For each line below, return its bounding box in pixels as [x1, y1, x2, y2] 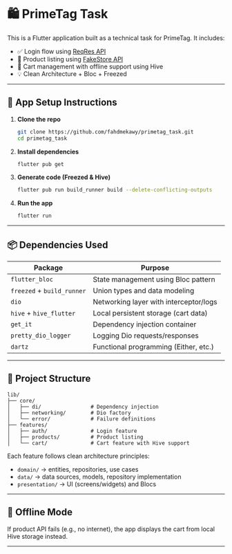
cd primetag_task [17, 135, 68, 142]
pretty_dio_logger [10, 331, 71, 340]
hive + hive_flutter [10, 308, 76, 317]
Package [33, 263, 64, 273]
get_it [10, 320, 32, 328]
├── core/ [7, 397, 36, 404]
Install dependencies [17, 147, 79, 156]
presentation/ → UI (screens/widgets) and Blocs [17, 479, 157, 488]
